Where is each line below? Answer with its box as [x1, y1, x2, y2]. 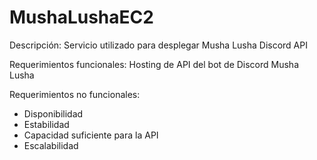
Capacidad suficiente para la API [23, 129, 159, 141]
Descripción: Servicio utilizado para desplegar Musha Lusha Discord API [9, 39, 308, 51]
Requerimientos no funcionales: [9, 88, 141, 100]
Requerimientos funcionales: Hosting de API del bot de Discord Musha [9, 58, 300, 70]
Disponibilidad [23, 107, 84, 120]
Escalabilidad [23, 139, 79, 151]
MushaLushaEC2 [9, 6, 154, 29]
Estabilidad [23, 118, 70, 130]
